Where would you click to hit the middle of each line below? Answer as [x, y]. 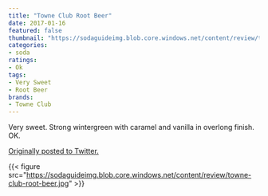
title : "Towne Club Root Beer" [60, 16]
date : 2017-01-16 [37, 23]
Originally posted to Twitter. [54, 151]
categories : [28, 45]
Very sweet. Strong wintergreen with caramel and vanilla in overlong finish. [132, 127]
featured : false [35, 30]
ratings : [23, 61]
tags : [17, 75]
